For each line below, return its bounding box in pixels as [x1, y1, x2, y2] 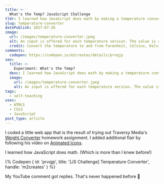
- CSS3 [9, 107, 23, 112]
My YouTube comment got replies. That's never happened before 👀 [5, 173, 141, 179]
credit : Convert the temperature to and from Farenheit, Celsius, [9, 43, 147, 48]
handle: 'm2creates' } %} [5, 164, 56, 170]
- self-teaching [9, 93, 42, 98]
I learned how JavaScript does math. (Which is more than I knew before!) [5, 149, 152, 155]
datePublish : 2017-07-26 [5, 25, 56, 30]
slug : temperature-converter [5, 20, 64, 26]
